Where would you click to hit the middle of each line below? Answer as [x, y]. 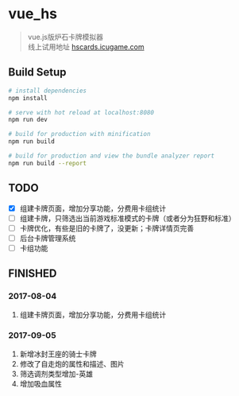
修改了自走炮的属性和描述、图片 [72, 363]
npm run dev [28, 120]
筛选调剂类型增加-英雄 [56, 374]
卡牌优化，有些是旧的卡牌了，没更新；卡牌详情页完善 [107, 228]
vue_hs [33, 14]
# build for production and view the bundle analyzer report [112, 156]
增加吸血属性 [40, 383]
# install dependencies [48, 91]
